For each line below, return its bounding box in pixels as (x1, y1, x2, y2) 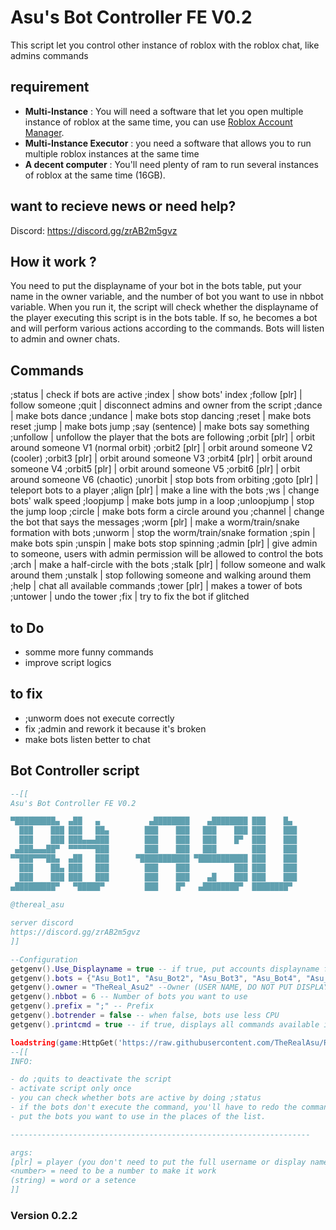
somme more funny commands (24, 646, 154, 658)
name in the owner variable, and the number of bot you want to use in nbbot (10, 291, 324, 303)
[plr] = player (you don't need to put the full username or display (10, 1157, 307, 1167)
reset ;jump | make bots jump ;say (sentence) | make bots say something (10, 421, 310, 433)
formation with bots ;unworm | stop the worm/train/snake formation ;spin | (10, 527, 316, 539)
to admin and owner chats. (10, 333, 120, 345)
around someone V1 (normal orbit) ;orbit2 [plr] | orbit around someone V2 (10, 442, 313, 454)
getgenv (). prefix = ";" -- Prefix (10, 1001, 155, 1011)
